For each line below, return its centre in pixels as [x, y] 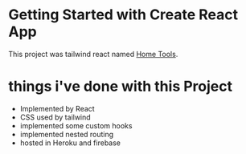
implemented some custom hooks [76, 125]
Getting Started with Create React [123, 15]
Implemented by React [57, 108]
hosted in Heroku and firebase [70, 143]
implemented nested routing [67, 134]
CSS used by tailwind [55, 117]
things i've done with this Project [121, 87]
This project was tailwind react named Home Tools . [93, 54]
